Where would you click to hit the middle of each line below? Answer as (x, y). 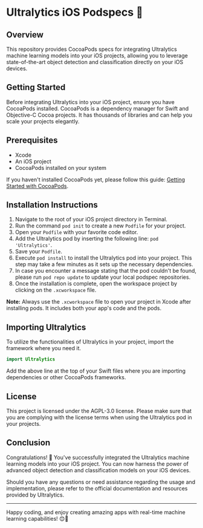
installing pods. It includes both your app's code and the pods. (84, 308)
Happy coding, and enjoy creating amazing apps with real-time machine (96, 512)
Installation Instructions (52, 205)
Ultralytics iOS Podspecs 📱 (75, 12)
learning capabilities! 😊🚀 (37, 518)
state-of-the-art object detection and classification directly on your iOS (95, 62)
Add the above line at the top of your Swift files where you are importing (96, 371)
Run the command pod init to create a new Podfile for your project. (100, 226)
